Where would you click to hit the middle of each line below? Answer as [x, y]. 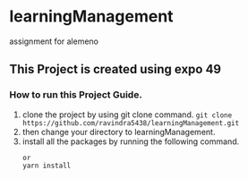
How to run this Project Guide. [76, 95]
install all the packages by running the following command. [131, 141]
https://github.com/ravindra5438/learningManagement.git [131, 123]
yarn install [47, 166]
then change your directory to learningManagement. [119, 132]
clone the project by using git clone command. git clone [127, 115]
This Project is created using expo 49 [115, 69]
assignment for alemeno [54, 41]
